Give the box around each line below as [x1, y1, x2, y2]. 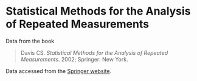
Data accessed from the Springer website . [5, 67, 112, 74]
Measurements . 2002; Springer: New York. [20, 55, 128, 63]
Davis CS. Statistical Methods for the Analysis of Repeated [20, 49, 168, 56]
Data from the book [5, 37, 55, 44]
